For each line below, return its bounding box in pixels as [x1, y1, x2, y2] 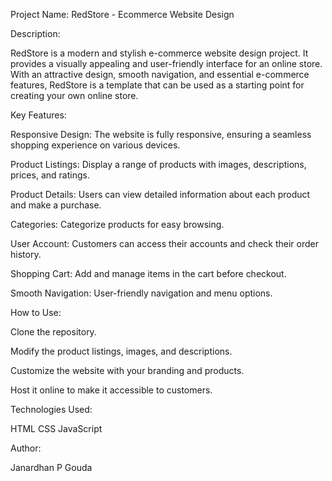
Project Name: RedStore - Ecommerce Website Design [10, 9, 235, 20]
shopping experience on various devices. [10, 139, 181, 151]
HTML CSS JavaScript [10, 423, 103, 434]
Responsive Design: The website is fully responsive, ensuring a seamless [10, 129, 312, 140]
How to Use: [10, 307, 62, 318]
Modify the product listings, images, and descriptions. [10, 345, 233, 357]
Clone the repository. [10, 326, 97, 338]
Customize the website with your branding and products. [10, 365, 245, 376]
